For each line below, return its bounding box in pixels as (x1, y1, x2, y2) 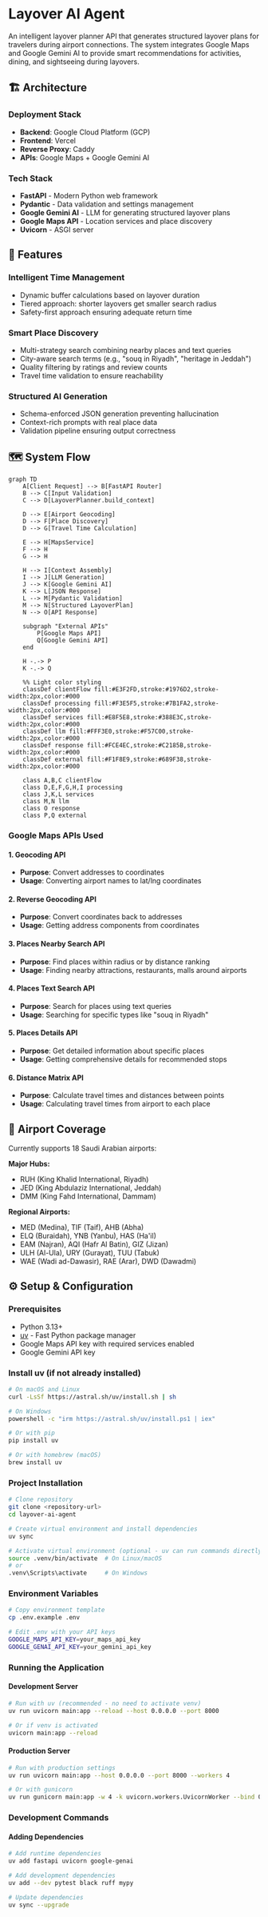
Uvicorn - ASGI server (19, 225, 94, 234)
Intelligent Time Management (8, 272, 125, 283)
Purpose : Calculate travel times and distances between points (19, 1091, 225, 1100)
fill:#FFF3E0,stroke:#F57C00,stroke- (69, 727, 195, 736)
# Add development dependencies (8, 1871, 116, 1879)
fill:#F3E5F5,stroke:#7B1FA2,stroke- (93, 699, 219, 708)
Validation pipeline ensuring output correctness (19, 426, 176, 436)
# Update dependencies (8, 1893, 84, 1901)
